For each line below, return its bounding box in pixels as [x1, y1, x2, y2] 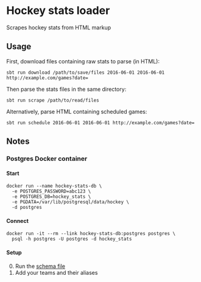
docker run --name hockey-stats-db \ [6, 183, 102, 189]
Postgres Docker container [6, 155, 88, 163]
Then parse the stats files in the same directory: [6, 85, 127, 93]
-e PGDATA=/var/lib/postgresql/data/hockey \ [12, 199, 130, 205]
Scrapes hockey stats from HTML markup [6, 24, 111, 31]
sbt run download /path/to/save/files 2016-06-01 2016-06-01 [6, 69, 165, 76]
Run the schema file [15, 263, 66, 270]
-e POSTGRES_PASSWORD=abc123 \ [12, 188, 91, 195]
